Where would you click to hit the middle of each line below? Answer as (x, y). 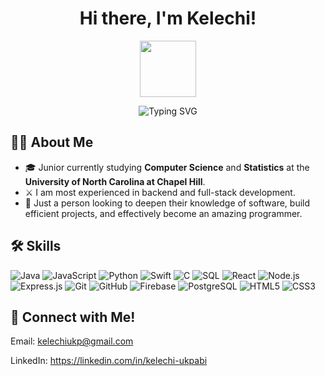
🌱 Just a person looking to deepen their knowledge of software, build (167, 203)
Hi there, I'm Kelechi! (168, 18)
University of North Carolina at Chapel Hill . (115, 181)
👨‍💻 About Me (52, 142)
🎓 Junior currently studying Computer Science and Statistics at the (167, 167)
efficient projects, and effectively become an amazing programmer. (163, 213)
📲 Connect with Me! (73, 317)
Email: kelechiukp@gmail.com (72, 341)
